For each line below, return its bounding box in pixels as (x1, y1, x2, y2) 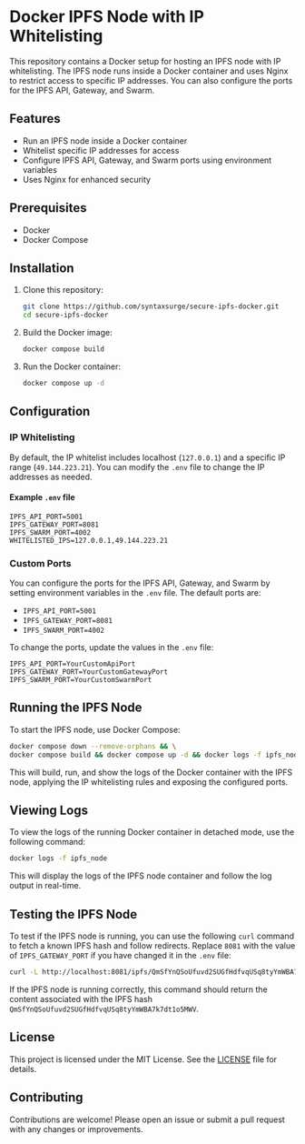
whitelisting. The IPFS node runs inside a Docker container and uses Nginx (9, 65, 289, 76)
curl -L (9, 968, 39, 977)
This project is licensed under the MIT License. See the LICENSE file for (9, 1053, 278, 1065)
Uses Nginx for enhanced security (22, 174, 152, 185)
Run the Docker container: (22, 361, 121, 372)
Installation (9, 260, 74, 276)
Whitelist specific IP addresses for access (22, 145, 180, 156)
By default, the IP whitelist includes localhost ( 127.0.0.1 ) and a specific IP (9, 452, 286, 463)
